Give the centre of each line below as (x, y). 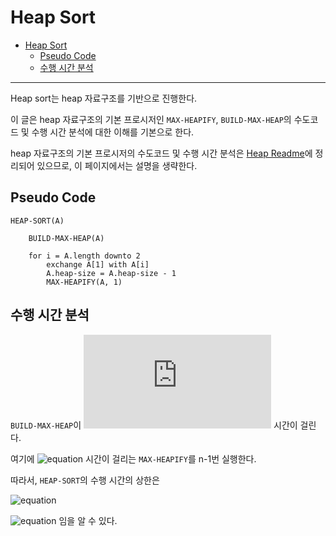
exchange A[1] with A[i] (98, 264)
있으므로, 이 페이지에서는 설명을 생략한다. (117, 165)
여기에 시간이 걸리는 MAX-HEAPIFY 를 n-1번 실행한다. (133, 458)
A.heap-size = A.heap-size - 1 (111, 273)
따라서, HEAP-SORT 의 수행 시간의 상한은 (85, 480)
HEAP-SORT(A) (37, 221)
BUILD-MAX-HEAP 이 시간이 (154, 425)
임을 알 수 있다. (88, 520)
